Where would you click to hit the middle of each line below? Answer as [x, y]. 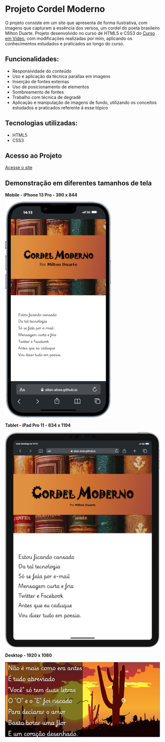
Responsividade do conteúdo [42, 71]
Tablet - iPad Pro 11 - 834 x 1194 [38, 425]
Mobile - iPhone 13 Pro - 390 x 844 [41, 195]
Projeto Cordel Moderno [55, 9]
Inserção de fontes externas [41, 81]
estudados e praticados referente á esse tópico [60, 107]
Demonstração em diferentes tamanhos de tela [79, 183]
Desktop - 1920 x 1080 [29, 655]
